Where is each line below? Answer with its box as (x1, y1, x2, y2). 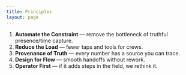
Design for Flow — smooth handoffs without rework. (14, 56, 145, 63)
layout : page (6, 14, 39, 20)
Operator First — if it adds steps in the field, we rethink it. (14, 62, 158, 69)
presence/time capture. (14, 37, 73, 44)
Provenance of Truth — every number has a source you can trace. (14, 49, 181, 57)
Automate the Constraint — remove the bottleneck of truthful (14, 30, 168, 37)
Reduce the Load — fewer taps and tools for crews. (14, 43, 143, 51)
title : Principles (6, 8, 52, 15)
